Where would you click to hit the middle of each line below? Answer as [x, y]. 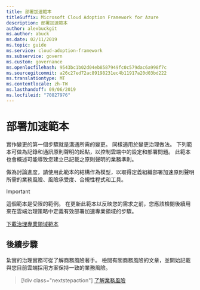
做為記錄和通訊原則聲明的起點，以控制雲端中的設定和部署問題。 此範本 [104, 152]
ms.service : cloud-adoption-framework [54, 51]
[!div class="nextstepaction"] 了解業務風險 [73, 280]
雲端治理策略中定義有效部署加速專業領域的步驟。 [77, 211]
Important [18, 191]
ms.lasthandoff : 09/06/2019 [41, 90]
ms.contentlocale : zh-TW [37, 84]
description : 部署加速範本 [37, 23]
